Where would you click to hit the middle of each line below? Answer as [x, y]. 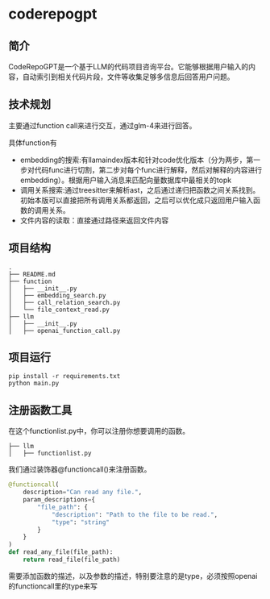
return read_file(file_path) [72, 559]
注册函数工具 [40, 410]
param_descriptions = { [59, 500]
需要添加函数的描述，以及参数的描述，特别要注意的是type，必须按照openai [133, 576]
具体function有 [33, 143]
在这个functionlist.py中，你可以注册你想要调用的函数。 [99, 431]
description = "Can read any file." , [83, 493]
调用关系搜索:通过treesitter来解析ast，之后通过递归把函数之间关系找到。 [140, 189]
